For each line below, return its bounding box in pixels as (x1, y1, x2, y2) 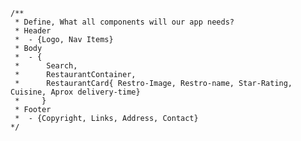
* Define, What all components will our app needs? (14, 17, 235, 27)
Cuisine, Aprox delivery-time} (10, 87, 141, 97)
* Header (14, 26, 52, 36)
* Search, (14, 61, 78, 71)
